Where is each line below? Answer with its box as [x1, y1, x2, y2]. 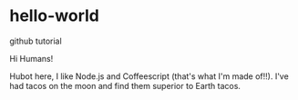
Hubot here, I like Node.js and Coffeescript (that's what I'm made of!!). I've [9, 70, 289, 82]
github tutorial [9, 35, 62, 46]
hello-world [9, 5, 100, 26]
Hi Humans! [9, 53, 54, 64]
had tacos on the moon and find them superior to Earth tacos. [9, 80, 241, 91]
